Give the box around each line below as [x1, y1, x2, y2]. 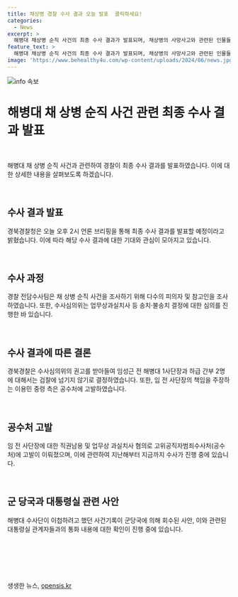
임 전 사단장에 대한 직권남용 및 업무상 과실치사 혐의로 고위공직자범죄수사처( [7, 441, 214, 450]
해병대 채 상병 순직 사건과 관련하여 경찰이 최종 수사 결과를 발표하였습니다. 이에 [7, 161, 223, 169]
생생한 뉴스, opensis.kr [7, 581, 72, 590]
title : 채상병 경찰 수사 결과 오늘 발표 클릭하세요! [7, 10, 143, 18]
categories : [7, 17, 42, 24]
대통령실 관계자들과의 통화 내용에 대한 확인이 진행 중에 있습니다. [7, 525, 183, 533]
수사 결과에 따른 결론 [7, 346, 91, 359]
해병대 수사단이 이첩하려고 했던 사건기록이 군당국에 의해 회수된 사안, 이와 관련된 [7, 516, 227, 525]
